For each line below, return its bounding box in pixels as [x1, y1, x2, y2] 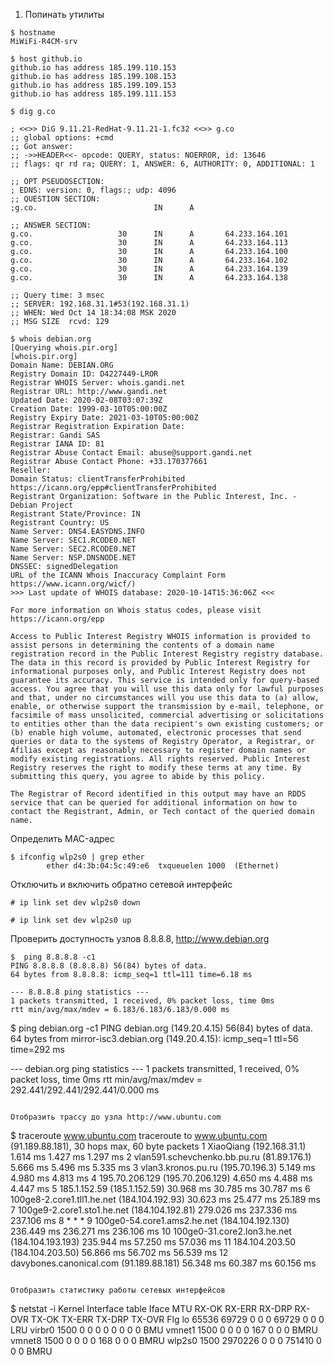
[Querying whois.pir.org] [10, 343, 118, 353]
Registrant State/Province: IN [10, 509, 141, 519]
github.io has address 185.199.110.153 [10, 63, 177, 73]
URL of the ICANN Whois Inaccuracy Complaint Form [10, 570, 226, 580]
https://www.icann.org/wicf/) [10, 579, 137, 589]
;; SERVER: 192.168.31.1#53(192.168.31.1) [10, 299, 190, 309]
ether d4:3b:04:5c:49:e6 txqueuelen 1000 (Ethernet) [46, 861, 280, 871]
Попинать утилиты [24, 9, 105, 20]
